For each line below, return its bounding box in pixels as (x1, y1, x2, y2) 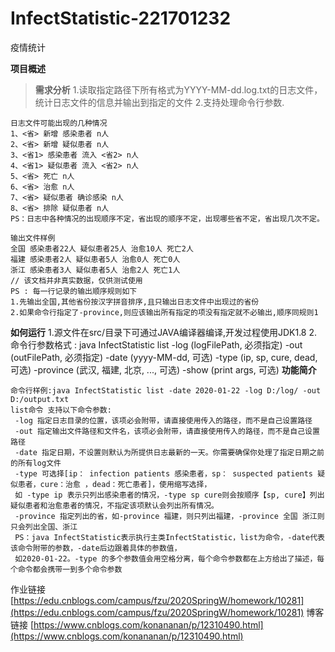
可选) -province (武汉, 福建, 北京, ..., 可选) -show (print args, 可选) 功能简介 (10, 363, 317, 376)
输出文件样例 (10, 233, 56, 243)
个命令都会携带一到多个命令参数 (10, 564, 123, 574)
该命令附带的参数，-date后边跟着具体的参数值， (10, 543, 182, 553)
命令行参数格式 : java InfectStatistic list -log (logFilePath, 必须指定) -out (10, 338, 303, 351)
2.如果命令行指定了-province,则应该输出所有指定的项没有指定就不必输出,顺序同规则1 (10, 307, 319, 317)
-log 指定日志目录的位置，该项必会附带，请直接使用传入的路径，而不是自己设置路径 (14, 415, 313, 426)
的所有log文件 (10, 458, 62, 468)
